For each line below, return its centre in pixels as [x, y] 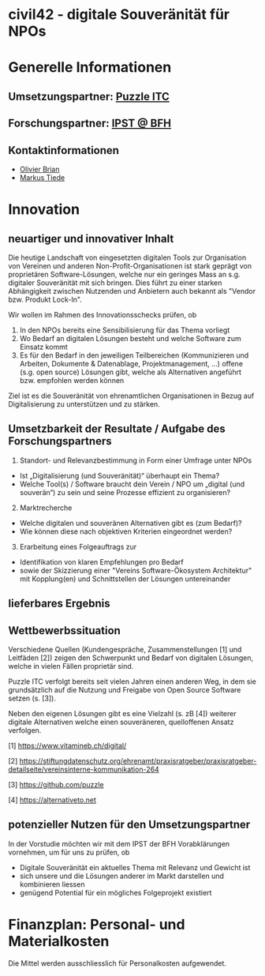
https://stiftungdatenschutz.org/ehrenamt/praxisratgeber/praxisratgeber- [138, 760]
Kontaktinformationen [64, 150]
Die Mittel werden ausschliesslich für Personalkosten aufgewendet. [118, 963]
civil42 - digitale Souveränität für [119, 15]
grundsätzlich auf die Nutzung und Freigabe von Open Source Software [125, 689]
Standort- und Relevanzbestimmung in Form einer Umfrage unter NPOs [136, 460]
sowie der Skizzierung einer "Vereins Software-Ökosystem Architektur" [136, 570]
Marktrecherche [46, 508]
